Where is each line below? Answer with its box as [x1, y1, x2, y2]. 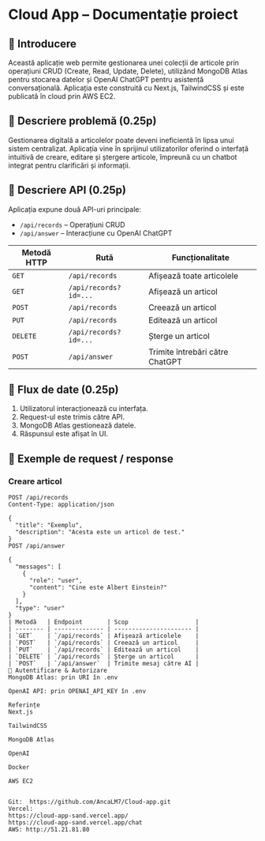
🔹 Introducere [8, 37, 77, 51]
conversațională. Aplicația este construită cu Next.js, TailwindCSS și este [8, 83, 244, 92]
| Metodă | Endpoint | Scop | [8, 618, 200, 626]
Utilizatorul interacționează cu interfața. [19, 404, 148, 413]
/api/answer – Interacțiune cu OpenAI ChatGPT [19, 228, 173, 238]
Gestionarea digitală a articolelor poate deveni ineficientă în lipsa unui [8, 135, 234, 145]
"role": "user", [28, 577, 83, 585]
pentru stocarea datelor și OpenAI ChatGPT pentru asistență [8, 75, 204, 84]
